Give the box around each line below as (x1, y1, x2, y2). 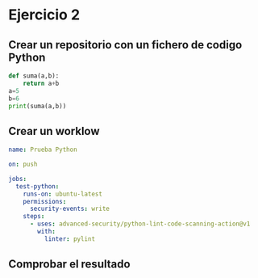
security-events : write (29, 204, 110, 213)
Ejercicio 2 (8, 6, 81, 24)
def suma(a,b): (8, 72, 60, 80)
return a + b (23, 79, 60, 87)
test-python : (15, 182, 60, 191)
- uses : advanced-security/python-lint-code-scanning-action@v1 (29, 220, 251, 228)
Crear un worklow (8, 124, 100, 138)
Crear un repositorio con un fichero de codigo (8, 38, 243, 52)
